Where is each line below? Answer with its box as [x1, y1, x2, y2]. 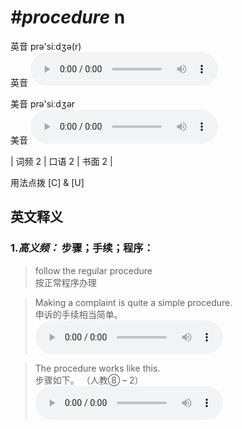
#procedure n [10, 6, 126, 29]
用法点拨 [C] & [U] [10, 176, 85, 188]
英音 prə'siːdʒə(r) [10, 40, 82, 52]
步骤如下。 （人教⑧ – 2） [34, 374, 144, 386]
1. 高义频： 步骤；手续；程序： [10, 241, 155, 255]
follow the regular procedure [34, 264, 153, 276]
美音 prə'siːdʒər [10, 97, 76, 110]
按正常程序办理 [34, 276, 97, 288]
